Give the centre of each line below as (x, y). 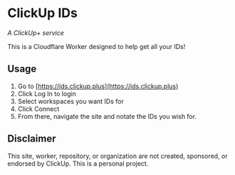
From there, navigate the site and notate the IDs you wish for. (107, 116)
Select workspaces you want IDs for (71, 101)
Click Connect (38, 109)
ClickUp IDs (43, 13)
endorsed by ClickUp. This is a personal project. (78, 163)
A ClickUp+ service (36, 33)
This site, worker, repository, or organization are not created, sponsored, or (117, 156)
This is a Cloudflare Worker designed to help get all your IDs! (96, 46)
